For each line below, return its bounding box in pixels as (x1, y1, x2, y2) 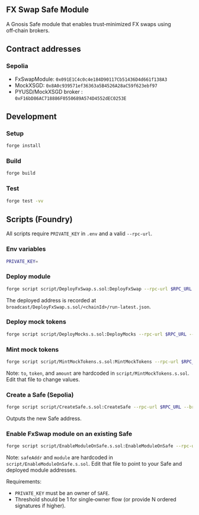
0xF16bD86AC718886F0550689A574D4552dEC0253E (14, 95, 127, 102)
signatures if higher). (14, 502, 66, 510)
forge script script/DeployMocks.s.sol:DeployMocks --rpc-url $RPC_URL (6, 331, 187, 337)
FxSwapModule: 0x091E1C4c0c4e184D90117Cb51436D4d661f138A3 (14, 75, 168, 83)
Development (6, 111, 57, 121)
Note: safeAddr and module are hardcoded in (6, 454, 114, 461)
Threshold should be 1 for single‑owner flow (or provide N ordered (14, 496, 176, 503)
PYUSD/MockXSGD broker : (14, 88, 83, 95)
